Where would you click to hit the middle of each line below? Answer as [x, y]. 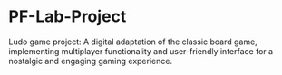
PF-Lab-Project [68, 17]
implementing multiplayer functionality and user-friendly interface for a [141, 51]
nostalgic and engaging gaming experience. [91, 61]
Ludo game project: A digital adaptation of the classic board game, [133, 42]
